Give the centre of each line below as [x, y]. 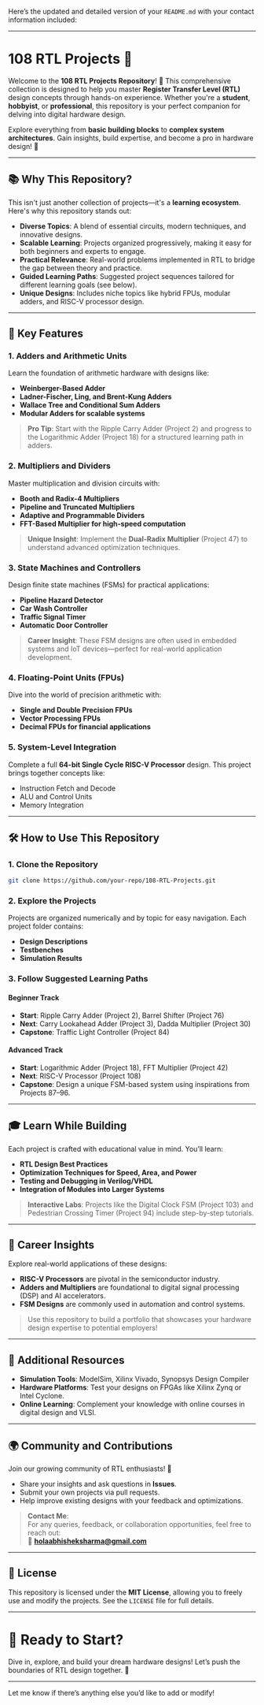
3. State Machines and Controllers [75, 568]
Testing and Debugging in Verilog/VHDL [86, 1181]
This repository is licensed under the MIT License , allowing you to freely [125, 1592]
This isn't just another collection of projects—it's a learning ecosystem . [125, 202]
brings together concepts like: [57, 772]
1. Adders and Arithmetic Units [68, 356]
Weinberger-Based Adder [62, 389]
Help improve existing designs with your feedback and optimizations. [131, 1501]
